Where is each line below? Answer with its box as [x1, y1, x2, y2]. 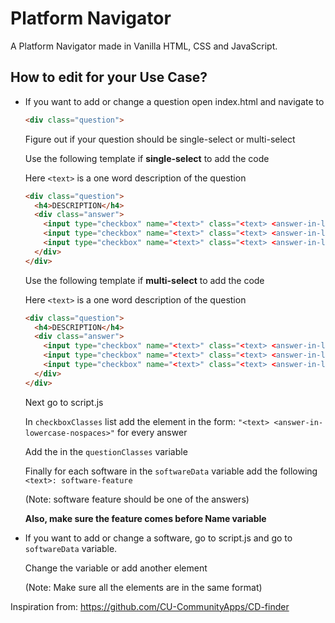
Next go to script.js [24, 396, 104, 408]
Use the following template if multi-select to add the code [24, 274, 265, 286]
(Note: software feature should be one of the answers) [24, 493, 250, 505]
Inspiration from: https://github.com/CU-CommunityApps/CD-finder [10, 600, 290, 612]
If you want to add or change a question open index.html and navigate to [24, 95, 325, 107]
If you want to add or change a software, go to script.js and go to [24, 532, 293, 544]
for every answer [116, 426, 188, 438]
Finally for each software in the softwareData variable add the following [24, 465, 318, 477]
